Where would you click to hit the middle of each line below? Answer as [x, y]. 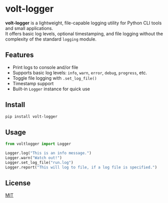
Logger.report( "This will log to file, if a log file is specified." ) [81, 167]
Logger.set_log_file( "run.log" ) [39, 162]
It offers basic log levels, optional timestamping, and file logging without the [84, 33]
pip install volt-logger [31, 116]
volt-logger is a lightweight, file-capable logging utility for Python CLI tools [83, 23]
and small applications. [29, 28]
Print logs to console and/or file [45, 67]
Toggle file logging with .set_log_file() [55, 78]
